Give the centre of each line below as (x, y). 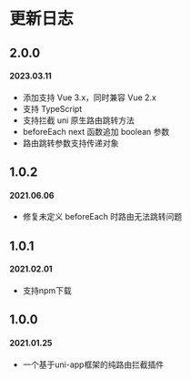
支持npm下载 (47, 290)
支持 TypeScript (52, 108)
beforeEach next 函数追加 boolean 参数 (96, 131)
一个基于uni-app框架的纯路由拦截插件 (93, 364)
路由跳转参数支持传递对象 (70, 143)
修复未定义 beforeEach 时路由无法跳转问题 (102, 217)
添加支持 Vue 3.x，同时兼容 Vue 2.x (89, 97)
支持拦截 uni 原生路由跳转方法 (78, 120)
